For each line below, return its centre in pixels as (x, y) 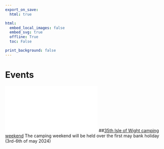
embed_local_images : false (37, 28)
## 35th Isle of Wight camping (129, 130)
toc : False (21, 42)
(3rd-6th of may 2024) (28, 141)
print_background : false (31, 50)
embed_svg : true (26, 33)
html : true (21, 14)
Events (20, 75)
